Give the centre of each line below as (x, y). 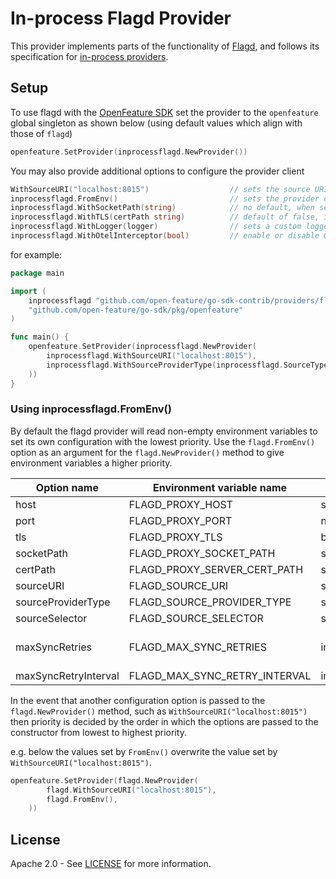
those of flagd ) (41, 133)
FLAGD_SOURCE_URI (178, 585)
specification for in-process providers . (89, 56)
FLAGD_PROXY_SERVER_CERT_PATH (216, 569)
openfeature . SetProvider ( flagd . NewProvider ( (104, 780)
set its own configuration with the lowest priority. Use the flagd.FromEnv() (163, 441)
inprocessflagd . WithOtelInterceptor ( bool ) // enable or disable (165, 236)
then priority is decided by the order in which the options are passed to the (164, 721)
